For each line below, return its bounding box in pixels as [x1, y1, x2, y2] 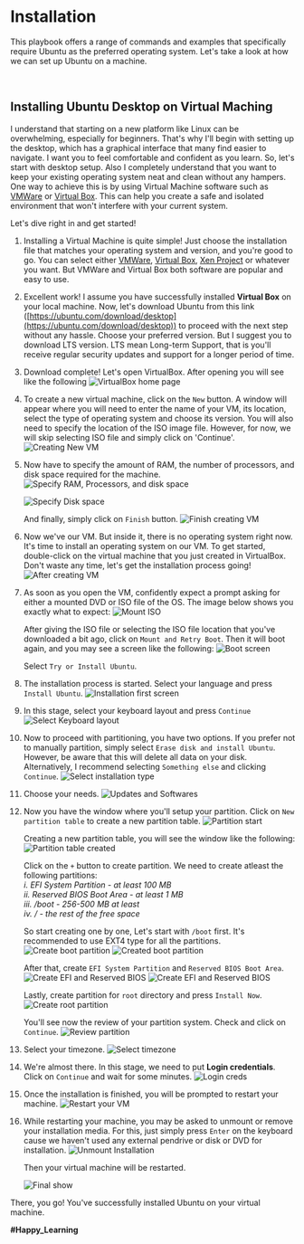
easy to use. [23, 273, 70, 284]
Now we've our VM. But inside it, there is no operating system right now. [23, 531, 293, 542]
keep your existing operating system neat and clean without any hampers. [10, 171, 287, 182]
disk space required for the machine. [23, 469, 161, 480]
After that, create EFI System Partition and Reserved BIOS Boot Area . [23, 962, 284, 973]
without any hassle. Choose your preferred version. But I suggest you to [23, 329, 292, 340]
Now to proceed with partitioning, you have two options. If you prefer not [23, 732, 296, 743]
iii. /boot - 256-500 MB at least [23, 898, 140, 909]
